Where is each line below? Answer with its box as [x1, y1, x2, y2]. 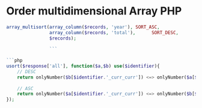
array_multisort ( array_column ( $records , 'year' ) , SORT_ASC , [6, 24, 161, 30]
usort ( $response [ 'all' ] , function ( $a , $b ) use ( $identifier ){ [6, 63, 161, 70]
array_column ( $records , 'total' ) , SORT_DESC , [49, 29, 179, 35]
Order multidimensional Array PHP [6, 4, 182, 18]
